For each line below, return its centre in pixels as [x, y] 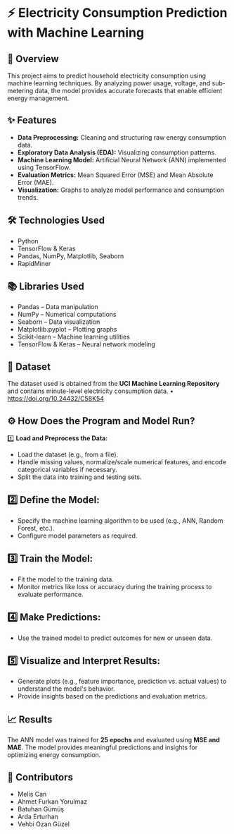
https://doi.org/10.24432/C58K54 [56, 399]
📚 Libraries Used [46, 287]
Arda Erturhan [38, 816]
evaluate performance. [50, 594]
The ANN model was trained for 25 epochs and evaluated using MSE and [113, 740]
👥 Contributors [40, 777]
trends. [28, 197]
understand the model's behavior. [66, 689]
